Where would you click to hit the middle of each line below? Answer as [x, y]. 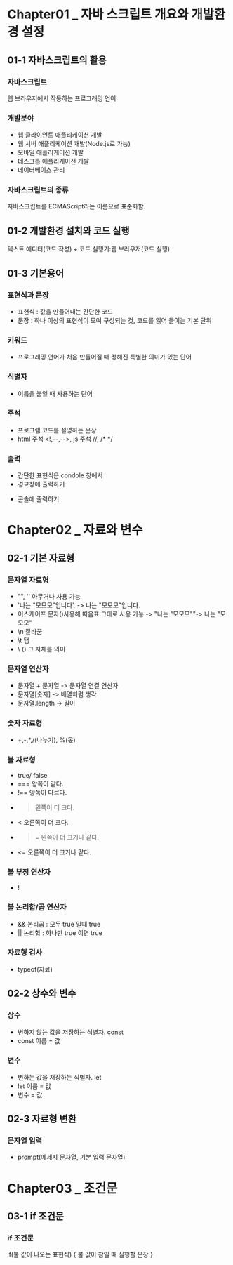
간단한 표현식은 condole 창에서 [60, 475]
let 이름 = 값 [34, 1086]
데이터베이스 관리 [41, 170]
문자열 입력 [25, 1141]
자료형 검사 [25, 953]
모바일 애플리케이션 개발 [51, 152]
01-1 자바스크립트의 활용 [57, 60]
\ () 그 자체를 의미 [41, 649]
